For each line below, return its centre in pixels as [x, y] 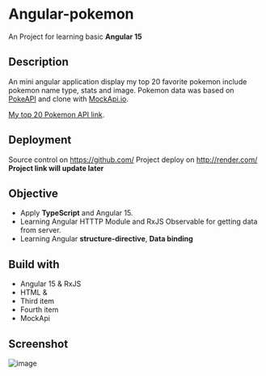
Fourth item [39, 310]
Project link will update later [56, 168]
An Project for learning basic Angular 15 [75, 36]
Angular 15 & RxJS [51, 284]
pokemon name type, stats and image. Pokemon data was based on [121, 90]
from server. [40, 230]
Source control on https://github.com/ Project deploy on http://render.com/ [133, 160]
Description [38, 62]
